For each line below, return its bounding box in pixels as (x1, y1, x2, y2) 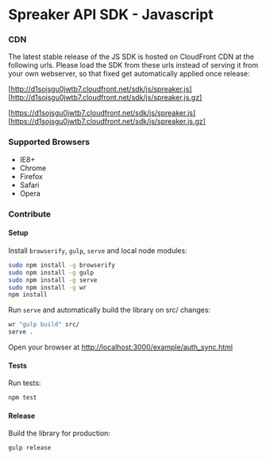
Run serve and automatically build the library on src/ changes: (8, 305, 211, 315)
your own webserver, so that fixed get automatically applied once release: (8, 69, 250, 79)
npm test (8, 394, 37, 402)
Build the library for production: (8, 428, 111, 439)
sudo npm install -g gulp (8, 268, 94, 276)
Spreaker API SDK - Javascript (8, 6, 214, 24)
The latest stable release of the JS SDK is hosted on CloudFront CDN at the (8, 52, 254, 61)
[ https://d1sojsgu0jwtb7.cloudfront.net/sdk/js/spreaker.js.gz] (8, 117, 206, 127)
